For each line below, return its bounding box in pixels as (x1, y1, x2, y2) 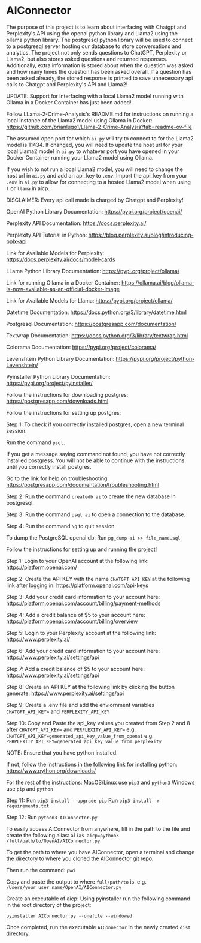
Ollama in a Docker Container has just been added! (6, 98, 132, 106)
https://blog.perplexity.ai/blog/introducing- (88, 231, 194, 238)
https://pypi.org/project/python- (115, 355, 195, 362)
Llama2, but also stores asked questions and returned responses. (6, 55, 167, 62)
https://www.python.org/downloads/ (6, 767, 96, 774)
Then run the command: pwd (6, 866, 75, 873)
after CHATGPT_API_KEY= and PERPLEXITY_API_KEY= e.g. (6, 726, 136, 733)
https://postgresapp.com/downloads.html (6, 397, 109, 405)
